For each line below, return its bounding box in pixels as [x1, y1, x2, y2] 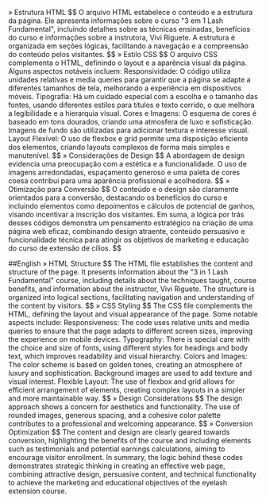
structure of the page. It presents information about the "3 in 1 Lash [8, 267, 229, 277]
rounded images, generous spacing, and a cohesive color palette [8, 411, 221, 420]
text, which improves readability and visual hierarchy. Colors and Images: [8, 351, 248, 361]
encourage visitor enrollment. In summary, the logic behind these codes [8, 453, 244, 462]
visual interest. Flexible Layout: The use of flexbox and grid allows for [8, 377, 236, 386]
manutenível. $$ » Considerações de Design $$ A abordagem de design [8, 151, 245, 160]
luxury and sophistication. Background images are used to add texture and [8, 369, 253, 377]
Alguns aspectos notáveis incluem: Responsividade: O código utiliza [8, 67, 232, 75]
